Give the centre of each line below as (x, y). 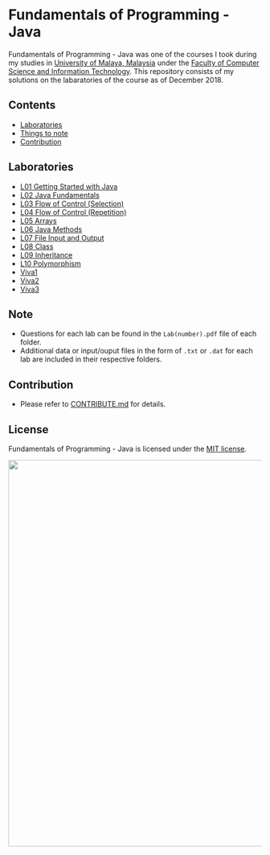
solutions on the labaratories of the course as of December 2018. (116, 80)
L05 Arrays (39, 221)
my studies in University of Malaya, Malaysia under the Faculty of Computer (134, 63)
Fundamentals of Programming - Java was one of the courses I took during (133, 54)
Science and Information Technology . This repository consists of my (121, 71)
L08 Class (37, 246)
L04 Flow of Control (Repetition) (73, 212)
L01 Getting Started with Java (69, 186)
